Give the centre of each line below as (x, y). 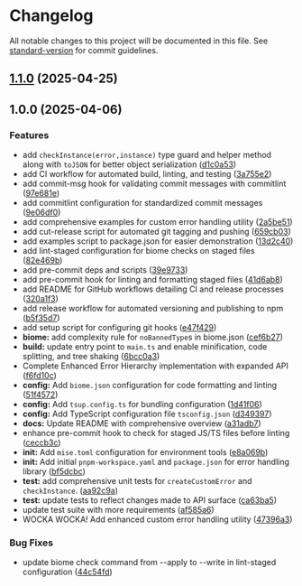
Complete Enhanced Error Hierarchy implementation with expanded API (155, 366)
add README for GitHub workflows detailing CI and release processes (153, 289)
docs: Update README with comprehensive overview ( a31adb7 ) (142, 423)
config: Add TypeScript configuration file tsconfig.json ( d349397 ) (147, 414)
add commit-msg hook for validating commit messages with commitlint (154, 184)
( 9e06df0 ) (41, 212)
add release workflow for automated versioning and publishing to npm (153, 309)
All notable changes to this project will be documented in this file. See (139, 41)
